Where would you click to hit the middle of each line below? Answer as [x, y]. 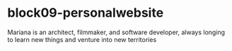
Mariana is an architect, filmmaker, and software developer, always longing [116, 32]
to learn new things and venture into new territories [82, 39]
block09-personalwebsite [86, 13]
